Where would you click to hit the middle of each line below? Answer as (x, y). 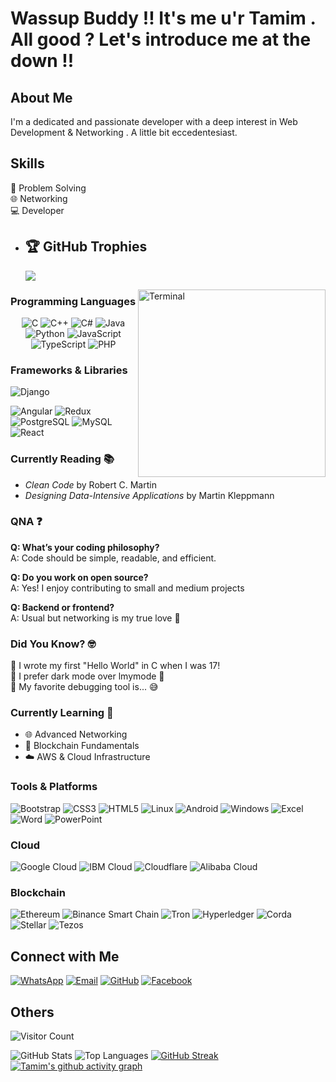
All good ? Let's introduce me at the (161, 39)
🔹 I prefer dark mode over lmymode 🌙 (87, 676)
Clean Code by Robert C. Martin (90, 484)
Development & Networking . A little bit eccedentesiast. (124, 132)
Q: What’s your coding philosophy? (85, 547)
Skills (27, 163)
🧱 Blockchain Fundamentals (82, 746)
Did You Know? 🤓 (53, 644)
